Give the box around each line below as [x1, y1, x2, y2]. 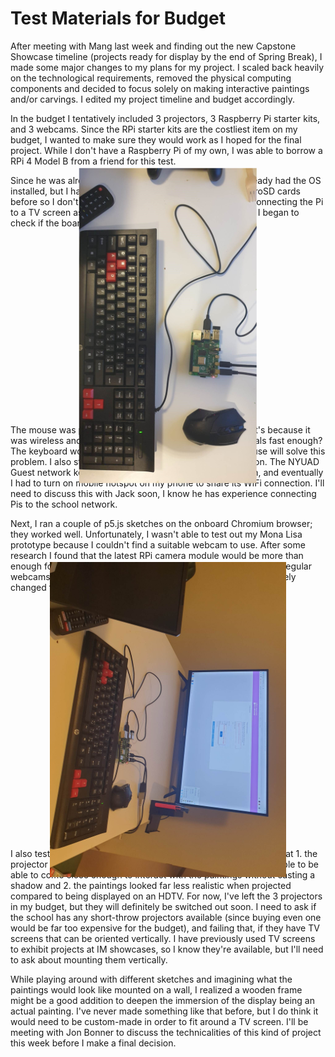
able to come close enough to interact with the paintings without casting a [10, 869, 316, 881]
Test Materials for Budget [10, 7, 226, 30]
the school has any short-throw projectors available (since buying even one [10, 912, 322, 924]
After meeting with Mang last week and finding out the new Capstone [10, 40, 297, 52]
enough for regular [10, 560, 312, 572]
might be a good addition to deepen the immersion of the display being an [10, 995, 315, 1007]
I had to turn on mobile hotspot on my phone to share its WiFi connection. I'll [10, 477, 325, 489]
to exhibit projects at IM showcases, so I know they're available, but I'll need [10, 943, 324, 956]
